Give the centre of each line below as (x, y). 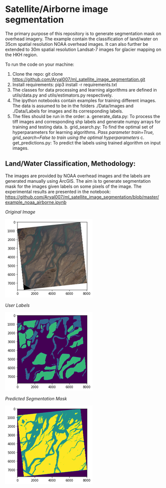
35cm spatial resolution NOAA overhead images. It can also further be (77, 44)
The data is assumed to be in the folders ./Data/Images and (73, 106)
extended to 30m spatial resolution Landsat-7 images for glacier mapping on (83, 49)
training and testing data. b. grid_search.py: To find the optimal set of (83, 127)
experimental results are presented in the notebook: (58, 191)
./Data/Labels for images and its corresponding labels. (68, 111)
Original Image (20, 212)
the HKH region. (22, 55)
